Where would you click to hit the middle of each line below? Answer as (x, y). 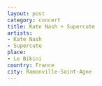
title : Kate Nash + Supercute (51, 26)
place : (17, 53)
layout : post (26, 14)
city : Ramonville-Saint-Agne (50, 71)
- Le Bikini (24, 59)
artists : (20, 33)
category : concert (34, 20)
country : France (31, 65)
